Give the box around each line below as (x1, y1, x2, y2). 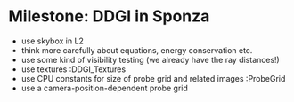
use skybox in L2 (20, 35, 84, 46)
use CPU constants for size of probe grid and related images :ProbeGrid (20, 73, 286, 83)
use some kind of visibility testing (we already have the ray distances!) (20, 54, 280, 65)
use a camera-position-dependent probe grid (20, 82, 189, 93)
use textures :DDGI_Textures (20, 64, 127, 75)
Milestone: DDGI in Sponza (8, 6, 210, 27)
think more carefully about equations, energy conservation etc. (20, 44, 253, 55)
